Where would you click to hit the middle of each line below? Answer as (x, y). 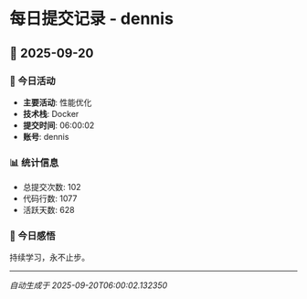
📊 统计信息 (34, 163)
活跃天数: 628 (48, 210)
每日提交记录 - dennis (91, 19)
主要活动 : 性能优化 (57, 102)
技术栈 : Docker (51, 113)
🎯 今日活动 (33, 80)
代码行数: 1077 (50, 198)
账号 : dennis (46, 136)
